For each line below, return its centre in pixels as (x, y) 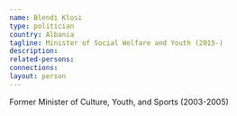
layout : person (38, 76)
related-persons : (42, 59)
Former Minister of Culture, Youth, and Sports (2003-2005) (119, 102)
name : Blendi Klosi (46, 18)
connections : (34, 68)
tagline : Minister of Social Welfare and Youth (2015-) (116, 43)
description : (34, 51)
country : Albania (42, 34)
